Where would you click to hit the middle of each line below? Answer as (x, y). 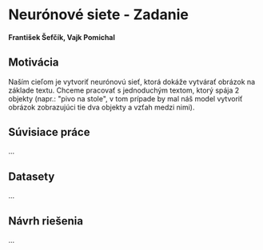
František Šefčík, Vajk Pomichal (62, 37)
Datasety (32, 176)
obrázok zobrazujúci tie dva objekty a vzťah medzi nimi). (102, 107)
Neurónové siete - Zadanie (99, 15)
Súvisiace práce (49, 132)
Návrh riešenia (46, 221)
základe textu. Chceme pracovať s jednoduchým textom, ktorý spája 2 (124, 90)
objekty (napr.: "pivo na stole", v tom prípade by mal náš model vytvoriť (126, 98)
